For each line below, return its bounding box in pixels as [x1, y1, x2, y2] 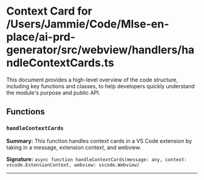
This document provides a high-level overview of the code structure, [6, 76, 178, 83]
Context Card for [6, 4, 93, 18]
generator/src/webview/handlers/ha [6, 43, 195, 57]
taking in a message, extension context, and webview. [6, 144, 141, 151]
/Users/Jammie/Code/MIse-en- [6, 17, 169, 31]
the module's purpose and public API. [6, 89, 101, 96]
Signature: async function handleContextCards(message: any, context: [6, 155, 187, 162]
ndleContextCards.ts [6, 56, 114, 70]
